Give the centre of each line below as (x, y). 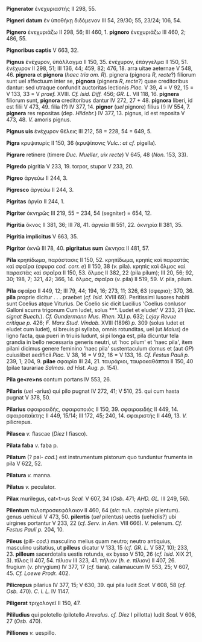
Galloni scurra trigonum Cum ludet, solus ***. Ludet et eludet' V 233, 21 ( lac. (101, 310)
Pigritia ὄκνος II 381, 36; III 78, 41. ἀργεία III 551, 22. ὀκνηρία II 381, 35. (94, 225)
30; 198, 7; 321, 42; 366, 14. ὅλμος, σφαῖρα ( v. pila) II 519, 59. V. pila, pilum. (99, 279)
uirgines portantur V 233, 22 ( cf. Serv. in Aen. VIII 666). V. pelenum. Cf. (94, 523)
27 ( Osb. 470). (24, 621)
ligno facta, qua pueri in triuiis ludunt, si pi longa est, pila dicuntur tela (93, 335)
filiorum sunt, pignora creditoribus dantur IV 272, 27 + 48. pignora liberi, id (99, 100)
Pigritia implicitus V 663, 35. (42, 237)
